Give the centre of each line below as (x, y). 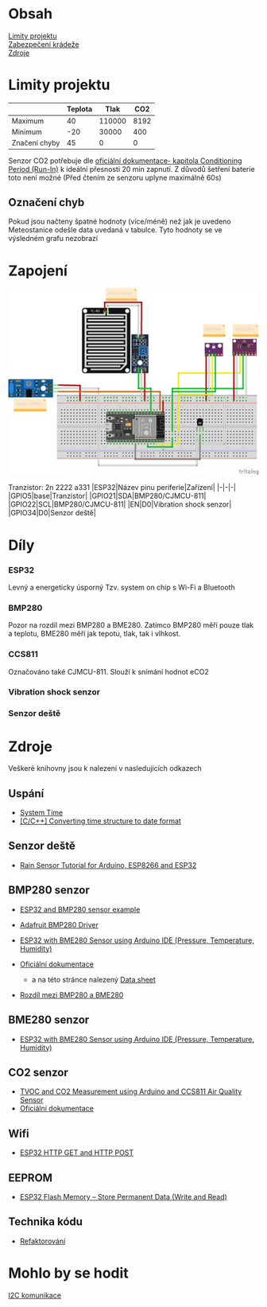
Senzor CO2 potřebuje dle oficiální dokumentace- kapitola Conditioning (125, 161)
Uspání (26, 794)
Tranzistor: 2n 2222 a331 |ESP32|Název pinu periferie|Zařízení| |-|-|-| (122, 488)
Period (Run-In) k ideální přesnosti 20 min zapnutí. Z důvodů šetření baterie (132, 169)
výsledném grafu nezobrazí (53, 239)
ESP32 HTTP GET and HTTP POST (77, 1153)
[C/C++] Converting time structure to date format (100, 821)
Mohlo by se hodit (68, 1273)
